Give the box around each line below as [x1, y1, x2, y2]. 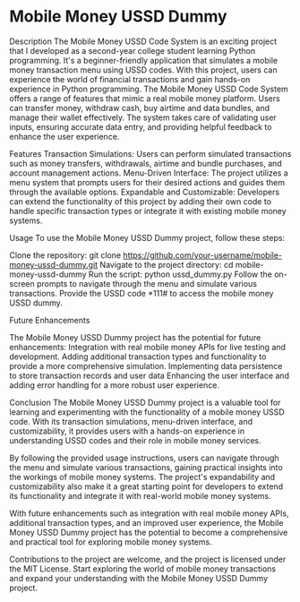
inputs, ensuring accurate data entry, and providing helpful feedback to [9, 121, 272, 132]
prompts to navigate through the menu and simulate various [36, 278, 258, 288]
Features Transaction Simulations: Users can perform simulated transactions [9, 148, 292, 159]
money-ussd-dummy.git [9, 259, 99, 270]
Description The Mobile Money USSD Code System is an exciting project [9, 36, 278, 47]
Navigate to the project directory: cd [99, 259, 234, 270]
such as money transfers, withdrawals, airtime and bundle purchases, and [9, 158, 282, 168]
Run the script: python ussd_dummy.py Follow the [88, 269, 273, 279]
